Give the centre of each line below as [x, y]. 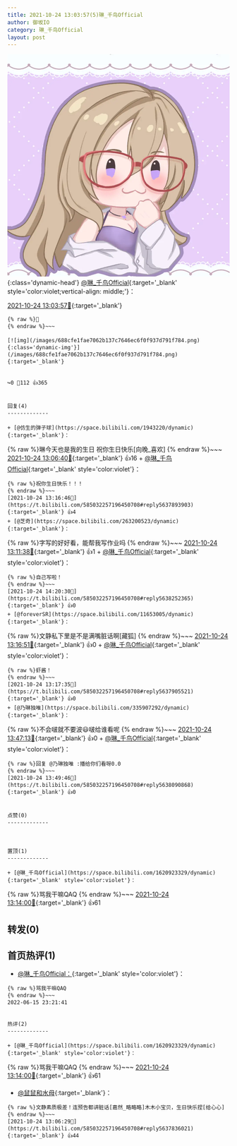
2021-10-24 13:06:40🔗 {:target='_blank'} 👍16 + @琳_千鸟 [90, 458]
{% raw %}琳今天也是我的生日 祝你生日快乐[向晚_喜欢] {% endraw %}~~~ [115, 450]
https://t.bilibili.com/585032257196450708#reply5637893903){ [101, 505]
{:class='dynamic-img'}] [44, 348]
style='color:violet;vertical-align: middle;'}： [71, 291]
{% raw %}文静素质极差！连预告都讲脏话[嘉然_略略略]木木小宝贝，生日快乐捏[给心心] [116, 1108]
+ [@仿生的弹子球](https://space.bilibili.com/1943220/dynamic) [101, 428]
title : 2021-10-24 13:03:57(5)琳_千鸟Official [75, 15]
